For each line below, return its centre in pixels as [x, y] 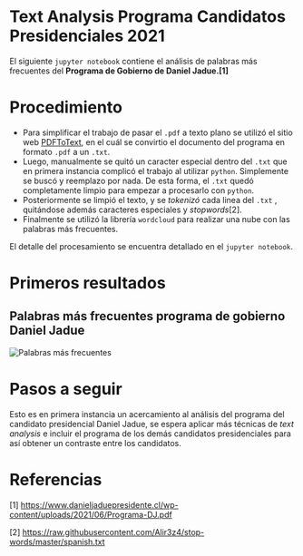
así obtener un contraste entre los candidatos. [95, 443]
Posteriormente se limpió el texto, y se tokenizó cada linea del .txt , [150, 200]
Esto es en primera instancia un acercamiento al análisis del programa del [147, 414]
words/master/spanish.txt [58, 541]
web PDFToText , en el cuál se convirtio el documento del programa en [154, 141]
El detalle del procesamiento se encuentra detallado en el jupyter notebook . [151, 246]
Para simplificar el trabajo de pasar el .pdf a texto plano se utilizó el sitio [157, 132]
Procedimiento [66, 107]
